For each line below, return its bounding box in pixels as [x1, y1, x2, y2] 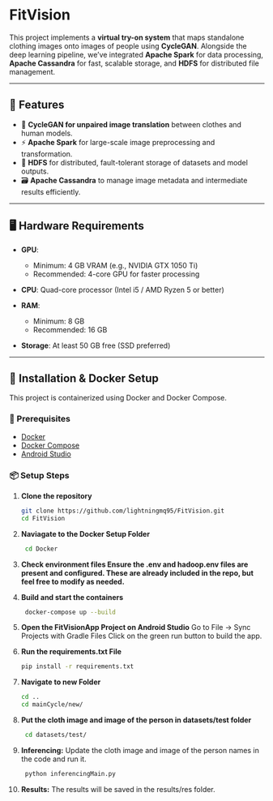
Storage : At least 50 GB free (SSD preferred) [20, 341, 171, 350]
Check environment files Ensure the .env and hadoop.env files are [20, 559, 249, 569]
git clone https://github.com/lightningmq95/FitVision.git [20, 507, 225, 515]
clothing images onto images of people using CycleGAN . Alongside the [9, 41, 247, 50]
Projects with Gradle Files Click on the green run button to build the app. [20, 631, 262, 641]
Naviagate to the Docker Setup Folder [20, 529, 151, 538]
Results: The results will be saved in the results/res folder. [20, 784, 215, 794]
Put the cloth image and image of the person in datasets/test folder [20, 715, 252, 725]
